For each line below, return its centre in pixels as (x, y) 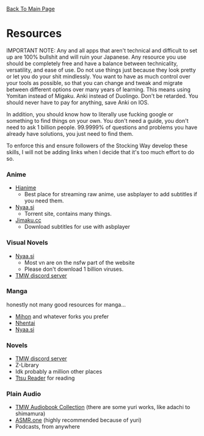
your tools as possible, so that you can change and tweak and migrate (95, 83)
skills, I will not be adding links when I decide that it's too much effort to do (100, 152)
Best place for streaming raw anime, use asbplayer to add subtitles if (111, 194)
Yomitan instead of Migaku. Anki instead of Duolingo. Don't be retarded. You (102, 96)
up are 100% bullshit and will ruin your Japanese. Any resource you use (97, 57)
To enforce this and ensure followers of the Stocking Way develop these (97, 146)
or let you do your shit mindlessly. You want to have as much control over (98, 76)
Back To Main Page (31, 9)
